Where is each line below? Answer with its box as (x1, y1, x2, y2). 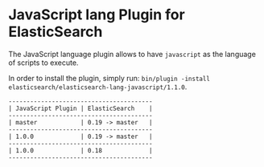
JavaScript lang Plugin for (8, 6, 185, 24)
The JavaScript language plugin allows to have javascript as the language (8, 49, 256, 59)
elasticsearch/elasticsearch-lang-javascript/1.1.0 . (8, 82, 188, 92)
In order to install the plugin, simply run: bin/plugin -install (8, 73, 211, 83)
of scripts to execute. (8, 58, 79, 67)
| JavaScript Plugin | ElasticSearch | (8, 104, 153, 112)
